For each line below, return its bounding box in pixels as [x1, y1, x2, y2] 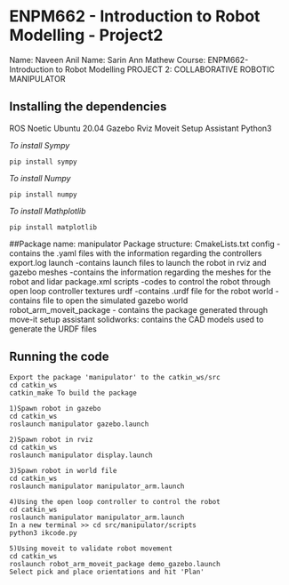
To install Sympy [9, 140, 70, 150]
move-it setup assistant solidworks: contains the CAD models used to [9, 314, 264, 325]
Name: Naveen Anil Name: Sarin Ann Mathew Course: [9, 54, 206, 65]
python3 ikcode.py [9, 528, 77, 537]
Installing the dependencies [9, 100, 167, 115]
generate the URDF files [9, 323, 98, 334]
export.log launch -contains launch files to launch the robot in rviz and [9, 257, 267, 268]
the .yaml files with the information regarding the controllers [43, 247, 262, 259]
